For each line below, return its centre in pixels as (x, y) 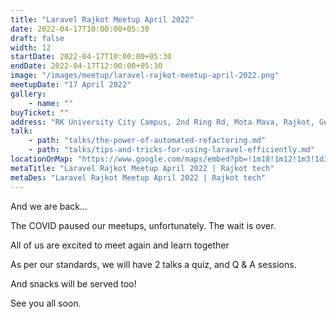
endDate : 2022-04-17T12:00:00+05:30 (86, 66)
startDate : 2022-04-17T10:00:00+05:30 (91, 57)
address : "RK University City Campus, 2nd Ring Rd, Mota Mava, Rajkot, (162, 122)
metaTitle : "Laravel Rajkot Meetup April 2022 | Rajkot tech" (142, 168)
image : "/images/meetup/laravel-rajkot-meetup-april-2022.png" (145, 76)
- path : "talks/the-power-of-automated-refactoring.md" (147, 141)
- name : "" (51, 103)
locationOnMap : (42, 159)
